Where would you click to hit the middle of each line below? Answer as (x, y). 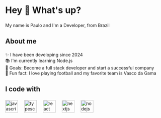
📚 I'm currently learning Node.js (39, 61)
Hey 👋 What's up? (43, 10)
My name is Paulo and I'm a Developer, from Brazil (57, 25)
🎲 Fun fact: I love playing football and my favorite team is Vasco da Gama (81, 73)
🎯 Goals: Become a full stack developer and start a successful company (80, 68)
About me (21, 41)
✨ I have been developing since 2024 (44, 55)
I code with (23, 89)
